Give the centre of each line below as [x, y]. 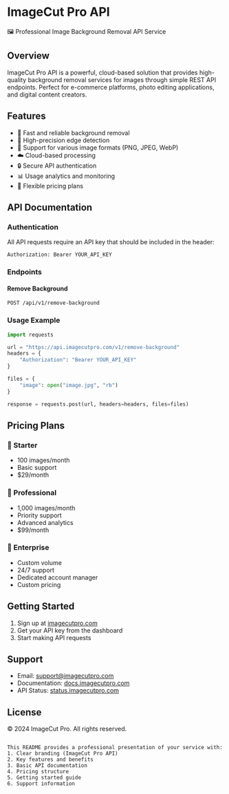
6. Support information [41, 784]
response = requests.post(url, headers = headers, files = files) [98, 404]
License [24, 712]
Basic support [37, 468]
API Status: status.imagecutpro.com [68, 691]
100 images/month [43, 460]
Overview [29, 56]
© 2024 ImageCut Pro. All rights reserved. [67, 729]
